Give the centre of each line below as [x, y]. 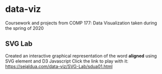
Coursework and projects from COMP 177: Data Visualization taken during [81, 23]
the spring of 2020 [24, 28]
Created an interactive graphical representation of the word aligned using [81, 56]
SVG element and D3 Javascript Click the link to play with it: [67, 61]
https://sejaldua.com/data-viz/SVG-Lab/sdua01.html [59, 66]
